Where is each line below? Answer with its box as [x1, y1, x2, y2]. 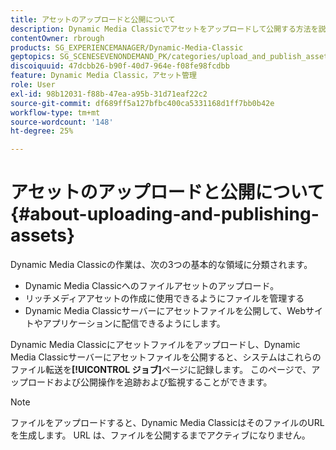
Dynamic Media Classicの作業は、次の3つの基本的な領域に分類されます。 [10, 259, 313, 271]
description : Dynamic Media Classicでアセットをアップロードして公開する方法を [10, 24, 319, 34]
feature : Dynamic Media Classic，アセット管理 [10, 71, 197, 81]
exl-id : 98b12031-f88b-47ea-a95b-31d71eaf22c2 [10, 89, 208, 99]
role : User [10, 80, 56, 90]
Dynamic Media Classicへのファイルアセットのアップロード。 [24, 280, 280, 292]
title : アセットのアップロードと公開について [10, 14, 176, 25]
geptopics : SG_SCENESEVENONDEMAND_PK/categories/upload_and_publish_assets [10, 52, 333, 62]
